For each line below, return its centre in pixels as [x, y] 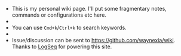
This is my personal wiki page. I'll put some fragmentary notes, [89, 9]
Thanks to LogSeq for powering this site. [62, 46]
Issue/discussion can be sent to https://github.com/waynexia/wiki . [93, 40]
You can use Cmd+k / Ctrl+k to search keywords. [69, 27]
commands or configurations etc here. [59, 15]
